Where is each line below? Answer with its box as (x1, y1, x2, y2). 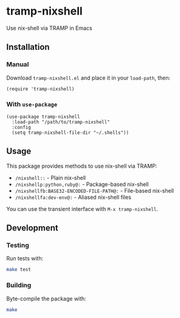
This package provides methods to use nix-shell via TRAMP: (6, 162, 157, 170)
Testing (6, 241, 29, 250)
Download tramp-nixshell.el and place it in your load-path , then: (6, 74, 171, 81)
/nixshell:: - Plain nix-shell (15, 174, 86, 181)
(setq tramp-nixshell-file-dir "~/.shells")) (12, 130, 130, 136)
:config (12, 124, 32, 130)
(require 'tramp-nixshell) (6, 86, 75, 92)
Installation (6, 42, 50, 52)
